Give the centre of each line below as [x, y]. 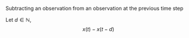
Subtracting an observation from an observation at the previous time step [94, 8]
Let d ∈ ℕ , [19, 20]
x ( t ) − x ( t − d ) [98, 29]
